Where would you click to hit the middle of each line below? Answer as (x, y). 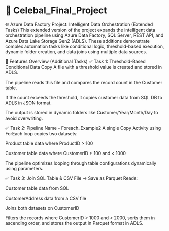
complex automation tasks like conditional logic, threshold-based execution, (85, 46)
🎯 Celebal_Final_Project (56, 10)
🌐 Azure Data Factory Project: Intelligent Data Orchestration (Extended (79, 24)
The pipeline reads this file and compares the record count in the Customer (84, 82)
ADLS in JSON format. (28, 103)
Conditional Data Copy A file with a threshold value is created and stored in (84, 67)
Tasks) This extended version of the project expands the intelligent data (80, 30)
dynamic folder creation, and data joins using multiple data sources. (76, 51)
